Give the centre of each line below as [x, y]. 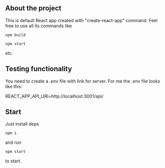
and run [13, 142]
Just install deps [22, 124]
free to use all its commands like [39, 26]
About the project [33, 8]
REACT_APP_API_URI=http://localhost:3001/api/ [54, 96]
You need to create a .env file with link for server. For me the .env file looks [83, 81]
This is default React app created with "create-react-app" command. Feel [81, 20]
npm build [16, 35]
